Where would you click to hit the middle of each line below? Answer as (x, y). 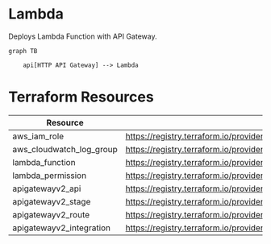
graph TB (23, 51)
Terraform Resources (81, 97)
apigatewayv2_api (47, 188)
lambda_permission (50, 176)
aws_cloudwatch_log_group (65, 149)
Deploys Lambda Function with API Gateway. (83, 36)
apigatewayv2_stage (52, 201)
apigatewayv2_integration (62, 228)
